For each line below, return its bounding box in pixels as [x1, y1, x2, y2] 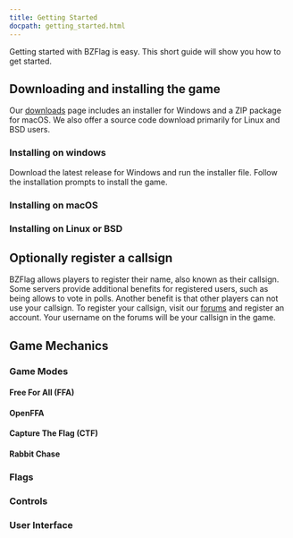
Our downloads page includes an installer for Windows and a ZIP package [9, 105, 281, 116]
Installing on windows [9, 147, 107, 159]
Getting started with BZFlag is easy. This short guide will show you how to [9, 46, 281, 56]
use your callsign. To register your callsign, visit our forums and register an [9, 303, 285, 313]
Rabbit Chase [9, 448, 61, 459]
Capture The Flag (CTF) [9, 428, 98, 439]
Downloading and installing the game [9, 81, 221, 97]
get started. [9, 56, 52, 66]
